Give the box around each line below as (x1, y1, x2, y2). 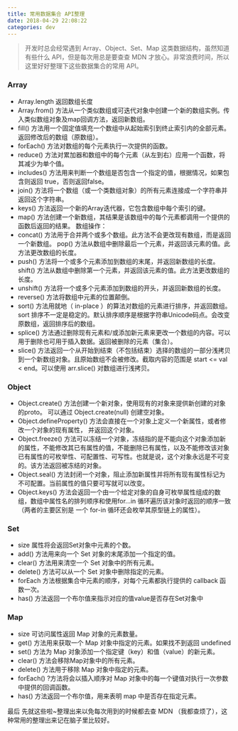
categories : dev (7, 23, 55, 31)
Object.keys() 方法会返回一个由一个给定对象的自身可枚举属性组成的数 (17, 488, 221, 496)
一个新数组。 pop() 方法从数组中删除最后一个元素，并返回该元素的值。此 (17, 239, 231, 247)
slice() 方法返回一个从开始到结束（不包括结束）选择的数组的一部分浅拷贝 (17, 346, 231, 354)
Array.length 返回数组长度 (17, 97, 94, 105)
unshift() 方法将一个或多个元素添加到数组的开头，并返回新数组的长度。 (17, 284, 225, 292)
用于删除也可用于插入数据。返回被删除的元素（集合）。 (17, 337, 177, 346)
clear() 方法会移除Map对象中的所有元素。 (17, 656, 139, 665)
